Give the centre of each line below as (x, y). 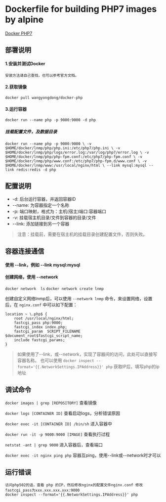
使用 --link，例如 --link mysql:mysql (43, 265)
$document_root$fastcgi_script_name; (44, 336)
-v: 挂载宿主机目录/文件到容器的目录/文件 (54, 217)
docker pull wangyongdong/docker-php (44, 97)
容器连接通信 (25, 251)
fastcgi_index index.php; (41, 327)
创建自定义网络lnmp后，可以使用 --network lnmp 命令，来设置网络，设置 (79, 298)
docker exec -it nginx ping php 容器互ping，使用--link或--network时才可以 (83, 455)
